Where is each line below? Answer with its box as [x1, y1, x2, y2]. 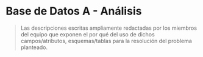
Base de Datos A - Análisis [5, 4, 142, 18]
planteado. [20, 44, 48, 51]
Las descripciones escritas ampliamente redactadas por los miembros [20, 24, 198, 32]
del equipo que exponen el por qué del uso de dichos [20, 30, 155, 38]
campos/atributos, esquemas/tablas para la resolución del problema [20, 37, 193, 44]
